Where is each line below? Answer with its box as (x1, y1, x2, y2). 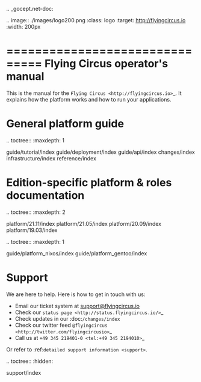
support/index (6, 369, 42, 376)
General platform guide (6, 117, 125, 131)
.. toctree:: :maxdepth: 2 (6, 208, 66, 216)
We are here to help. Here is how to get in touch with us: (6, 291, 146, 298)
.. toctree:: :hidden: (6, 357, 54, 365)
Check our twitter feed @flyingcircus (14, 321, 108, 329)
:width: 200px (6, 23, 41, 30)
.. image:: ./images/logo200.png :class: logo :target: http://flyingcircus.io (6, 17, 186, 23)
